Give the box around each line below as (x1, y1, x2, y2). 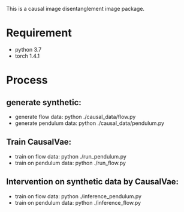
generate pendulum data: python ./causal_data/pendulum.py (14, 120, 165, 127)
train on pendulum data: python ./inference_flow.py (14, 199, 141, 206)
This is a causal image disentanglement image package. (6, 5, 145, 12)
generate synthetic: (6, 97, 82, 108)
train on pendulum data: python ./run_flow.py (14, 159, 126, 166)
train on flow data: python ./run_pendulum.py (14, 153, 127, 160)
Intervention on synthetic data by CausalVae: (6, 177, 179, 187)
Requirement (6, 26, 72, 40)
